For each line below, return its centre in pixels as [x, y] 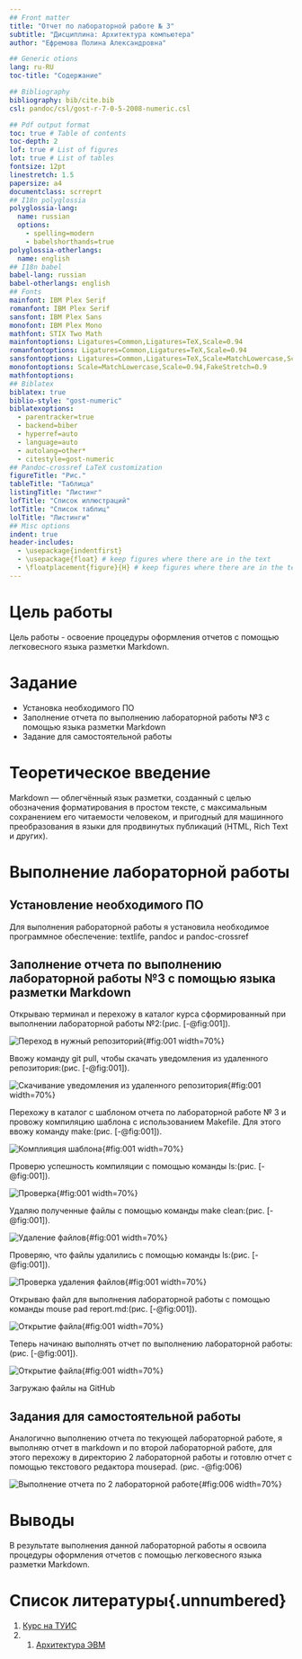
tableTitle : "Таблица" [52, 484]
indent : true [34, 534]
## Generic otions [44, 59]
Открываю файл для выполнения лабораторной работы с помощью [140, 1300]
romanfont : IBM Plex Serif [60, 308]
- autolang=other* [52, 450]
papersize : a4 [36, 183]
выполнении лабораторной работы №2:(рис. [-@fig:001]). [120, 1024]
